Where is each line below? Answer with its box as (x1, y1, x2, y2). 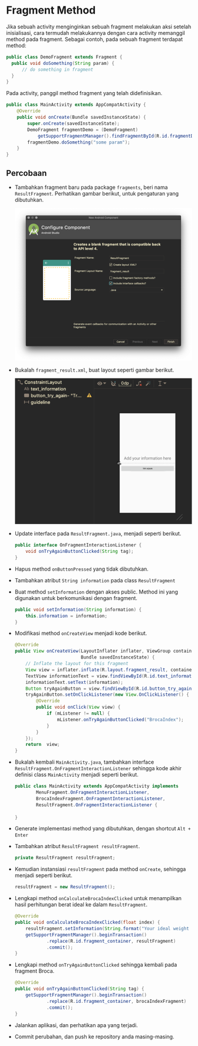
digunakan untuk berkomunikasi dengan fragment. (14, 594, 137, 601)
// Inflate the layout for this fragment (25, 661, 128, 667)
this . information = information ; (25, 612, 108, 619)
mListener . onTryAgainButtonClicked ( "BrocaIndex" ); (57, 716, 184, 722)
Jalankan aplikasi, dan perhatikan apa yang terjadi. (14, 1021, 138, 1028)
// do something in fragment (21, 66, 94, 73)
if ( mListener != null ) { (46, 711, 110, 716)
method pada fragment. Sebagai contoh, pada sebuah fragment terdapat (6, 35, 183, 43)
